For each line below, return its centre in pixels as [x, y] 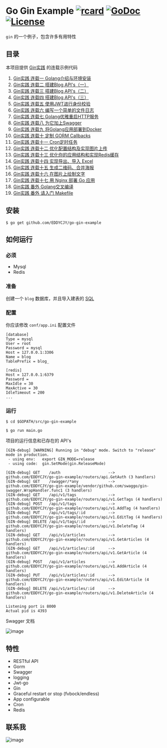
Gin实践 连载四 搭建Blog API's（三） [51, 97]
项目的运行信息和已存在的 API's [39, 441]
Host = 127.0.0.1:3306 [30, 352]
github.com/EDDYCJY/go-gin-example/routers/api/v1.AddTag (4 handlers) [83, 508]
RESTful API [26, 661]
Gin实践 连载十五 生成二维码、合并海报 [54, 167]
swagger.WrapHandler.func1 [34, 491]
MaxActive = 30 [22, 388]
